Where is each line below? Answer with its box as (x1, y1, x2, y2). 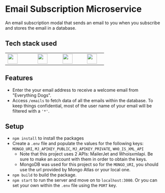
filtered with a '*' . (12, 108, 50, 114)
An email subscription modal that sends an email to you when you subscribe (5, 20, 161, 26)
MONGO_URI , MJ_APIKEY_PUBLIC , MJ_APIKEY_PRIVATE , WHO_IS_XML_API (12, 146, 144, 152)
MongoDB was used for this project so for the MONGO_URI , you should (19, 161, 159, 167)
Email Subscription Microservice (5, 3, 142, 15)
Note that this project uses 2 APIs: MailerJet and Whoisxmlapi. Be (19, 151, 153, 157)
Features (5, 74, 33, 82)
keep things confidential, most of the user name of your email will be (12, 103, 152, 109)
